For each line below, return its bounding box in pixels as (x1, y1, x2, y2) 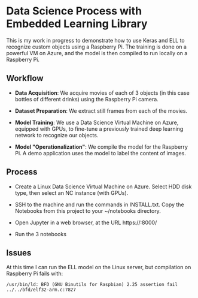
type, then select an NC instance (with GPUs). (14, 189, 129, 196)
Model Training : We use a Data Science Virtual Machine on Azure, (14, 119, 179, 126)
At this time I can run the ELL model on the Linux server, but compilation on (6, 264, 191, 271)
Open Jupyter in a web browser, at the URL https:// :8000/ (14, 219, 157, 226)
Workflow (6, 73, 44, 83)
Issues (6, 248, 32, 258)
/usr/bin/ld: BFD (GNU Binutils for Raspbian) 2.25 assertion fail (6, 282, 178, 288)
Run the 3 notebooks (14, 230, 67, 237)
